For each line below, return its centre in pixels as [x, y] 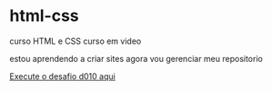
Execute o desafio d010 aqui [62, 76]
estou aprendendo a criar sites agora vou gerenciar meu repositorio [136, 58]
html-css [44, 16]
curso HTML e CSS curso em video [76, 41]
